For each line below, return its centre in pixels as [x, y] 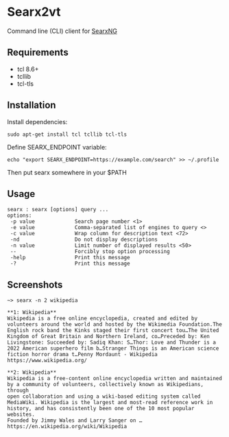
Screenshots [35, 284]
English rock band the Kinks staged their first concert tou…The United [113, 331]
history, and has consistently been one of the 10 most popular [101, 409]
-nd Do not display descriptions [84, 240]
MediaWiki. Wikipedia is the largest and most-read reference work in [110, 403]
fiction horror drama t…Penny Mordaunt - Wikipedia [82, 355]
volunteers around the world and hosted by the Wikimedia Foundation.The [115, 324]
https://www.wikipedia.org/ [47, 361]
